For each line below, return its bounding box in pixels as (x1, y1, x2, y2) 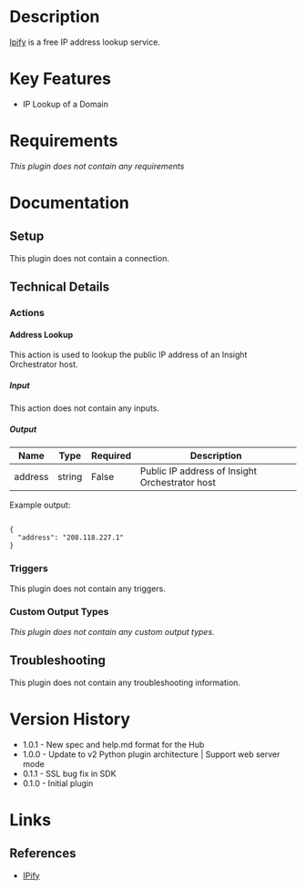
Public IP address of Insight (139, 465, 258, 477)
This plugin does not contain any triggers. (9, 583, 167, 594)
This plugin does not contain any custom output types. (9, 626, 216, 637)
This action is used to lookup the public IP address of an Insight (9, 349, 248, 361)
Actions (9, 307, 46, 320)
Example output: (9, 499, 71, 511)
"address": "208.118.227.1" (17, 533, 125, 543)
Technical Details (9, 280, 110, 295)
